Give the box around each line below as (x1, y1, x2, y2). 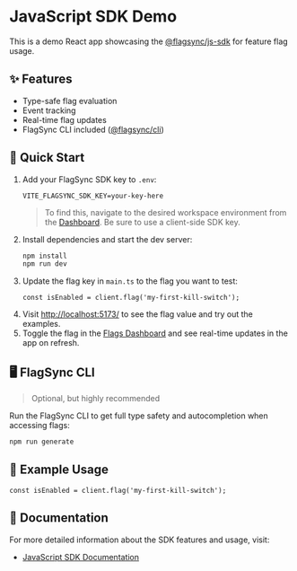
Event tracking (22, 105, 76, 116)
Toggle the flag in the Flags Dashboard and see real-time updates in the (22, 328, 289, 338)
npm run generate (9, 437, 74, 446)
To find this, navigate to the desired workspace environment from (44, 206, 287, 217)
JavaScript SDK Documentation (22, 551, 140, 562)
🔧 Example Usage (9, 462, 109, 478)
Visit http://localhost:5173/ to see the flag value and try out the (22, 309, 253, 320)
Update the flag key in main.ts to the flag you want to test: (22, 276, 238, 286)
